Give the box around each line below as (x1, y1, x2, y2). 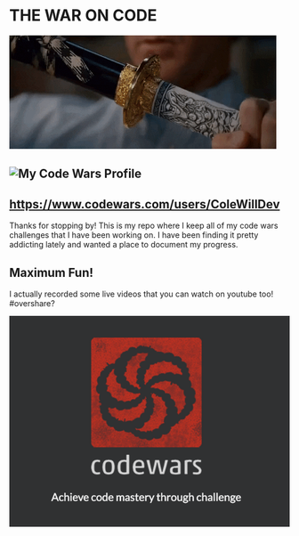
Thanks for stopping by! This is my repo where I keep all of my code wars (9, 220, 279, 231)
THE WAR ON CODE (9, 5, 158, 26)
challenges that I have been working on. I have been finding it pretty (9, 230, 259, 240)
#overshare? (9, 297, 55, 308)
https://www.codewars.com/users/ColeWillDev (9, 197, 280, 212)
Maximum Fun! (9, 264, 93, 280)
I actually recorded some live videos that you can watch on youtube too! (9, 288, 274, 299)
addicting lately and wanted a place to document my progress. (9, 240, 238, 250)
